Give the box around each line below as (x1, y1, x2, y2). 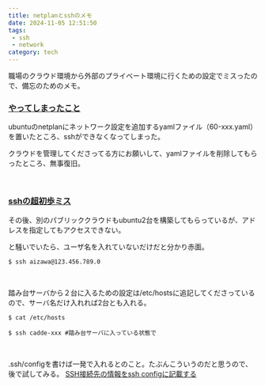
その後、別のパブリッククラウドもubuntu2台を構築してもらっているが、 (8, 215, 243, 225)
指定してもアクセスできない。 (28, 225, 126, 234)
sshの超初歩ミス (8, 195, 71, 206)
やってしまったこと (8, 102, 81, 113)
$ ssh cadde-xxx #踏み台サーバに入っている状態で (8, 329, 157, 337)
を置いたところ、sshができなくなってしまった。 (8, 132, 165, 142)
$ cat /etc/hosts (8, 313, 66, 321)
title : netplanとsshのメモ (8, 11, 93, 20)
